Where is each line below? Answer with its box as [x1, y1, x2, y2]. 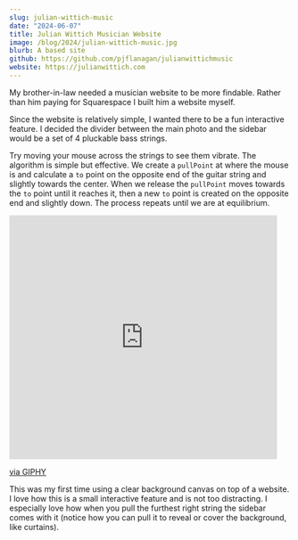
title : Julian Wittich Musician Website [9, 29, 162, 38]
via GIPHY [9, 466, 47, 477]
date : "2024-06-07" [9, 21, 82, 30]
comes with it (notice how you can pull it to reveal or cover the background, [9, 511, 287, 522]
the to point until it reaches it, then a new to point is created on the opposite [9, 188, 289, 199]
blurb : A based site [9, 46, 87, 55]
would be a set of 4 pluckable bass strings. [9, 133, 168, 143]
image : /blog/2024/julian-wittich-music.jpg [9, 37, 178, 47]
